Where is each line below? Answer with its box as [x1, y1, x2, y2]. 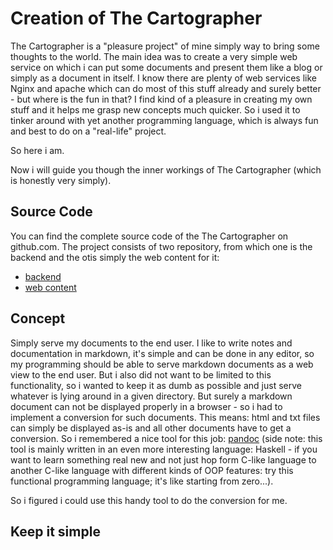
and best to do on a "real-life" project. [10, 125, 167, 137]
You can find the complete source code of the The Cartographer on [10, 230, 289, 242]
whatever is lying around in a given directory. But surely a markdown [10, 390, 293, 402]
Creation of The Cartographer [10, 7, 263, 30]
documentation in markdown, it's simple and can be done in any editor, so [10, 347, 315, 359]
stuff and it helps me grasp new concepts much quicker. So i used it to [10, 103, 301, 116]
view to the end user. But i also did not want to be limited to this [10, 368, 272, 381]
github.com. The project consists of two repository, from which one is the [10, 240, 313, 252]
